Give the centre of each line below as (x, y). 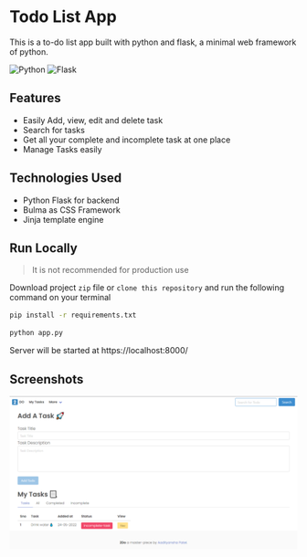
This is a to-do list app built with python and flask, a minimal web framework (153, 42)
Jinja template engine (63, 219)
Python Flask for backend (71, 200)
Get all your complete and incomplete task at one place (127, 140)
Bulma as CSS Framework (71, 210)
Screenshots (47, 379)
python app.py (37, 333)
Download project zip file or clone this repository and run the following (147, 288)
